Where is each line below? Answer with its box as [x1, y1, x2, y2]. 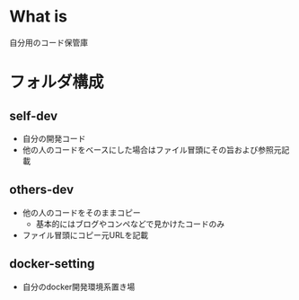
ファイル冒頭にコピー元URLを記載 [22, 229, 149, 240]
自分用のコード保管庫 [9, 37, 88, 48]
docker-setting [9, 256, 95, 271]
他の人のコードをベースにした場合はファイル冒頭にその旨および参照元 [22, 144, 282, 154]
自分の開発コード [22, 133, 86, 144]
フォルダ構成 [9, 72, 105, 93]
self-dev [9, 108, 58, 123]
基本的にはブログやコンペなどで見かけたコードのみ [35, 218, 225, 229]
